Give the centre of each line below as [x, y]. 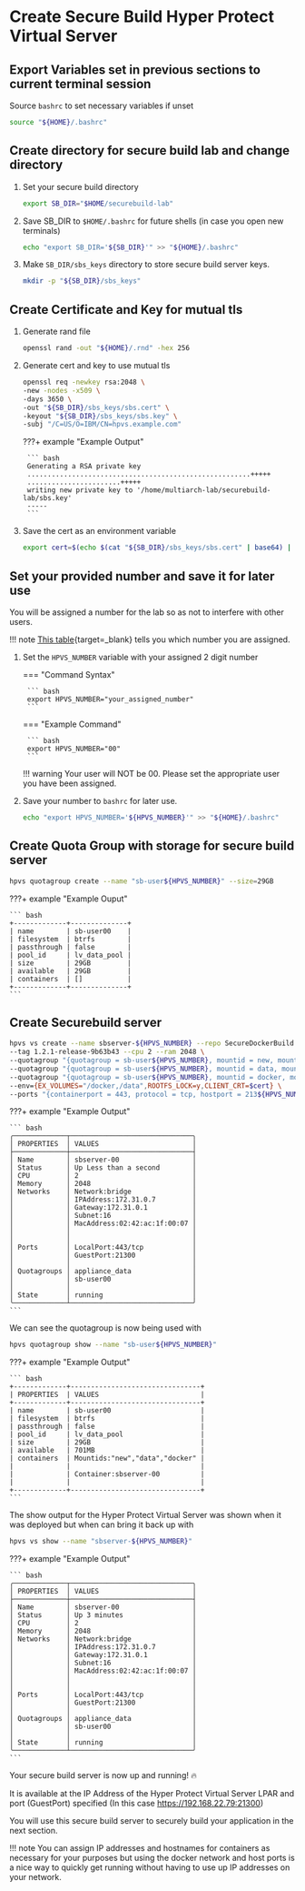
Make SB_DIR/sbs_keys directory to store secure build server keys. [146, 265]
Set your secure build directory [80, 186]
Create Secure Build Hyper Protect [142, 17]
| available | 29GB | [70, 971]
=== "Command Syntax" [69, 674]
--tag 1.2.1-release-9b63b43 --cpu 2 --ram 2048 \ [107, 1052]
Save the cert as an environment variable [99, 531]
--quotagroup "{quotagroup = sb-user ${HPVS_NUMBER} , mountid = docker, [148, 1077]
